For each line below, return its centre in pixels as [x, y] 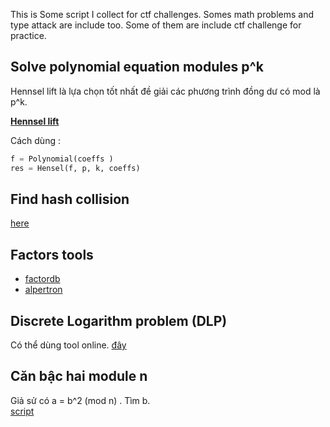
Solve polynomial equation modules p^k [137, 67]
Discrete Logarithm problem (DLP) [119, 320]
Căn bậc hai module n [79, 376]
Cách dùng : [35, 140]
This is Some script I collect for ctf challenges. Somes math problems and [162, 14]
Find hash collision [70, 199]
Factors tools [52, 254]
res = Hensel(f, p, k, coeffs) [75, 168]
